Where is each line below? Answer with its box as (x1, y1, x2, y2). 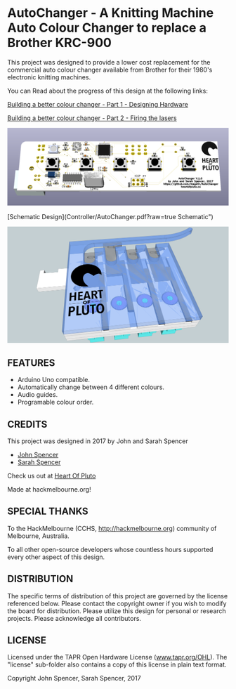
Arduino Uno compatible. (17, 376, 90, 384)
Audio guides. (17, 391, 58, 399)
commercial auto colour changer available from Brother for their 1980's (7, 65, 213, 74)
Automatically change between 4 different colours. (17, 383, 165, 391)
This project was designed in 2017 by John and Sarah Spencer (7, 437, 188, 445)
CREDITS (7, 418, 48, 430)
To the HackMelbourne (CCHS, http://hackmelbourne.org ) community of (7, 524, 217, 532)
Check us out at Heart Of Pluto (7, 472, 96, 480)
